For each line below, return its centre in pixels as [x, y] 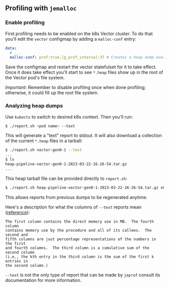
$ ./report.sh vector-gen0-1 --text [44, 150]
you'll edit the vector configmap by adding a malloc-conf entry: [71, 39]
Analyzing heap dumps [34, 106]
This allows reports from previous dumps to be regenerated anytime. [76, 197]
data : [11, 48]
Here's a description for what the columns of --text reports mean [73, 207]
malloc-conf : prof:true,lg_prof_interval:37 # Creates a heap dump [82, 57]
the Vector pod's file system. [35, 78]
